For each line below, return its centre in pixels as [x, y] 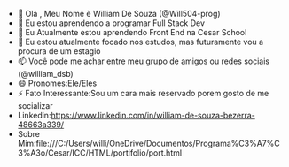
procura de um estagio [59, 51]
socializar [35, 106]
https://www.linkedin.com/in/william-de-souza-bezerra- [153, 115]
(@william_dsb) [45, 74]
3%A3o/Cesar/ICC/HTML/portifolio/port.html [100, 153]
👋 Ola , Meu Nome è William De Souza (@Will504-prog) [119, 14]
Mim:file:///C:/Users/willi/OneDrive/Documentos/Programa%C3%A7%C [149, 143]
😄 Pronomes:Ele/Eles [57, 83]
